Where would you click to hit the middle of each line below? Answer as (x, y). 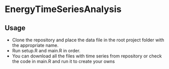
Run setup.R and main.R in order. (46, 51)
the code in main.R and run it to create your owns (63, 61)
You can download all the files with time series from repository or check (87, 56)
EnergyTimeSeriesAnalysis (63, 9)
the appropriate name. (35, 45)
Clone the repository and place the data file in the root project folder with (88, 40)
